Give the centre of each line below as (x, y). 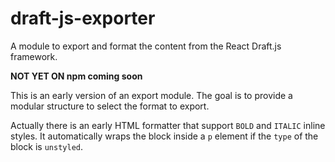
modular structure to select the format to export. (110, 106)
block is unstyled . (47, 146)
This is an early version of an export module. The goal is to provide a (151, 95)
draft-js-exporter (83, 18)
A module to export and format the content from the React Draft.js (146, 46)
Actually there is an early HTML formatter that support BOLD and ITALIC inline (168, 125)
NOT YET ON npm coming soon (76, 76)
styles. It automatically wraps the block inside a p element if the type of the (164, 136)
